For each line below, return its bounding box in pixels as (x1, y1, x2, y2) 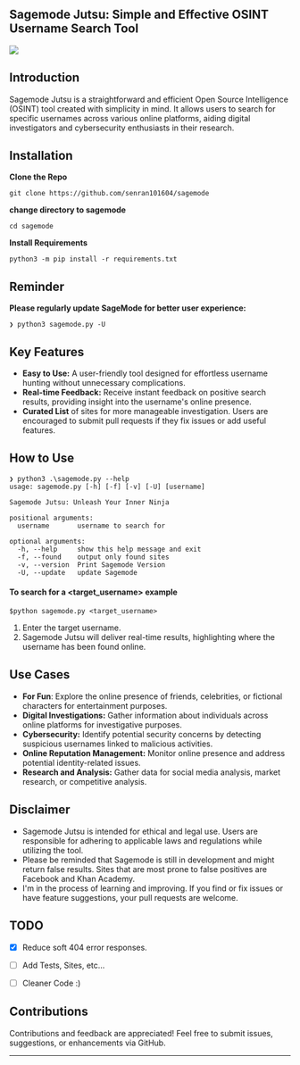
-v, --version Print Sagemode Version (17, 560, 166, 570)
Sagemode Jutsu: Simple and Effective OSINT (9, 7, 270, 22)
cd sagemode (9, 222, 54, 231)
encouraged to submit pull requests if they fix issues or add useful (21, 415, 266, 427)
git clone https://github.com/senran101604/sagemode (9, 189, 210, 198)
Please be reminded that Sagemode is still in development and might (21, 854, 275, 865)
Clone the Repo (9, 171, 68, 182)
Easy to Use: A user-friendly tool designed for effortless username (21, 368, 268, 379)
